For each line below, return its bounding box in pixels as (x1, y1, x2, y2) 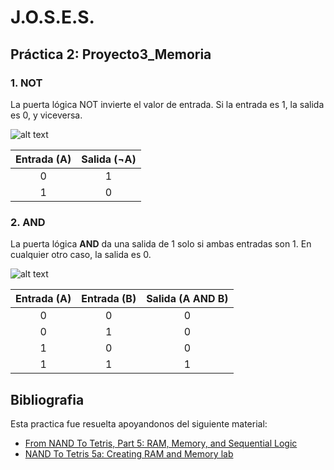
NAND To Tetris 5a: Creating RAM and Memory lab (24, 447, 234, 460)
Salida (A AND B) (146, 292, 229, 306)
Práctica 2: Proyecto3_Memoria (10, 46, 212, 63)
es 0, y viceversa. (10, 109, 83, 121)
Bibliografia (10, 391, 85, 408)
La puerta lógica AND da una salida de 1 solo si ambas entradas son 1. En (10, 238, 312, 250)
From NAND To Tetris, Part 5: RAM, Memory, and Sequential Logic (24, 437, 298, 449)
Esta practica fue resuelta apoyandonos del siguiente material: (10, 417, 268, 430)
